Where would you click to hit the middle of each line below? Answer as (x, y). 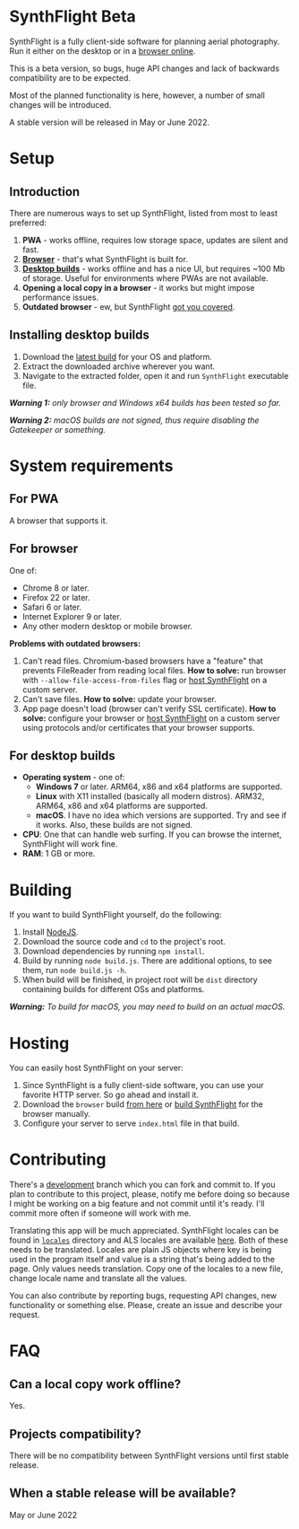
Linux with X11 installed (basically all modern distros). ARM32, (150, 796)
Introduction (45, 192)
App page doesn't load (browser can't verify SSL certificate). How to (149, 708)
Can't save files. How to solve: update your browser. (120, 699)
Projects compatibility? (75, 1434)
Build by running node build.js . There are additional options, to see (147, 961)
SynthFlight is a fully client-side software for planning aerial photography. (145, 41)
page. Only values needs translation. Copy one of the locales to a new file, (146, 1269)
